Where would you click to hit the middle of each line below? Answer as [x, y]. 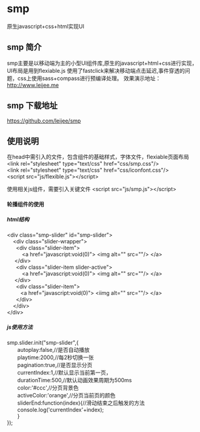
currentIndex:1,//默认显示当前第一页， [64, 373]
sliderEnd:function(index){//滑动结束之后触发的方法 [81, 403]
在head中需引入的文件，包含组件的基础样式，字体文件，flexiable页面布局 [98, 157]
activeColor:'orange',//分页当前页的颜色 [66, 395]
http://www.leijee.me [33, 85]
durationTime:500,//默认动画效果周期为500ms [75, 380]
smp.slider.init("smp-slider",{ [43, 342]
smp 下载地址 [32, 106]
